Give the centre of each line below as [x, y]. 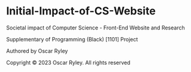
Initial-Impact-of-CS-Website [81, 11]
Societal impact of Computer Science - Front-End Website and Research [95, 28]
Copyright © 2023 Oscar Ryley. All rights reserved [68, 62]
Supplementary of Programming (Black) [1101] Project [72, 39]
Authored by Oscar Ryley [37, 51]
